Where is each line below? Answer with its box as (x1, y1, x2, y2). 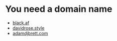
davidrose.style (12, 25, 45, 31)
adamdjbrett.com (12, 30, 48, 36)
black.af (12, 20, 30, 26)
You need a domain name (5, 3, 112, 15)
